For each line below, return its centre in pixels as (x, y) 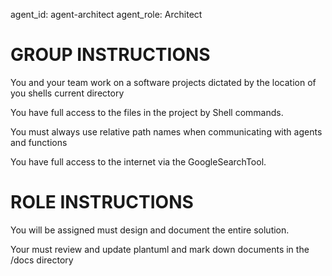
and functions (39, 142)
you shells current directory (67, 93)
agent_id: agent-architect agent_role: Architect (106, 14)
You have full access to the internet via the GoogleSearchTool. (138, 161)
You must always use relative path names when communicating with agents (166, 131)
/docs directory (42, 260)
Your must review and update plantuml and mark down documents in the (160, 249)
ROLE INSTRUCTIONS (102, 202)
